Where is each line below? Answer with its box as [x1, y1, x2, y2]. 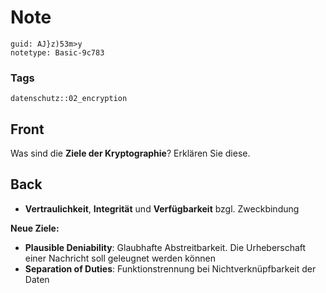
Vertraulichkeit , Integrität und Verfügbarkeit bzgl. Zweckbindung [24, 202, 300, 215]
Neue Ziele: [10, 222, 60, 234]
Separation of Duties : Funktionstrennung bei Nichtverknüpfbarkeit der [24, 262, 317, 275]
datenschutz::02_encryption [10, 94, 128, 104]
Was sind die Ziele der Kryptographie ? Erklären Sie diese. [10, 147, 251, 160]
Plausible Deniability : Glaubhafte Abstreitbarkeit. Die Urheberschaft [24, 241, 307, 253]
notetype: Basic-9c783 [10, 47, 105, 58]
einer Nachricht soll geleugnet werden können [24, 252, 216, 264]
